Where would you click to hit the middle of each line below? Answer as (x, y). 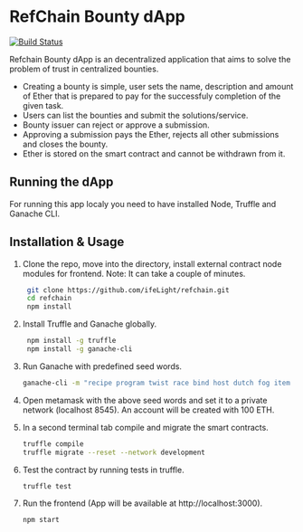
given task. (43, 105)
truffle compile (53, 444)
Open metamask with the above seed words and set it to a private (145, 400)
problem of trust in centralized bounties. (84, 69)
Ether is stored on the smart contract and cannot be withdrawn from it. (154, 153)
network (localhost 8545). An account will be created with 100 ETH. (148, 410)
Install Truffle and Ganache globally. (90, 324)
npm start (41, 520)
